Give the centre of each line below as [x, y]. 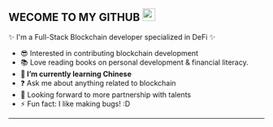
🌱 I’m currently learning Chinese [76, 74]
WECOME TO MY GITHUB [74, 17]
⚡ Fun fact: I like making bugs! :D [75, 104]
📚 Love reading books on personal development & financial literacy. [134, 62]
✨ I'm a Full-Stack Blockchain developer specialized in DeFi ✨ [112, 36]
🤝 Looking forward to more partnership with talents [106, 95]
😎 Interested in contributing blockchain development [109, 53]
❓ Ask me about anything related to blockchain [98, 83]
